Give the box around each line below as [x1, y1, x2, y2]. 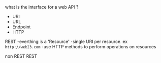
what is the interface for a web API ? [5, 4, 79, 10]
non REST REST [5, 53, 37, 59]
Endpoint [12, 24, 31, 30]
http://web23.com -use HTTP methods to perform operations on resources [5, 44, 157, 49]
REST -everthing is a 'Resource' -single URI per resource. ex [5, 39, 128, 44]
